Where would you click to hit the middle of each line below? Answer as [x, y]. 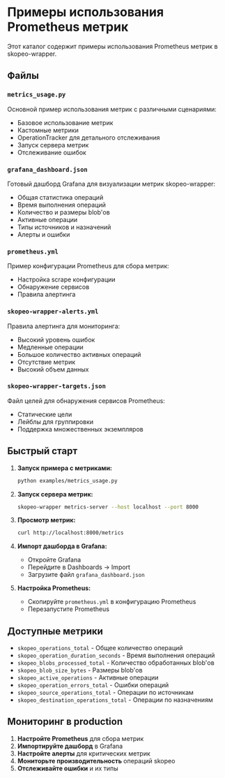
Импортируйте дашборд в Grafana [70, 746]
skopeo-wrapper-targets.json [57, 386]
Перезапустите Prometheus [69, 609]
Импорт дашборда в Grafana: [62, 546]
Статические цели [45, 414]
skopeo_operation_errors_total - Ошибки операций [93, 685]
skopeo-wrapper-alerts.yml [53, 312]
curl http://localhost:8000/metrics [70, 533]
